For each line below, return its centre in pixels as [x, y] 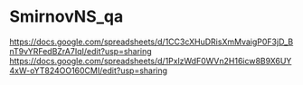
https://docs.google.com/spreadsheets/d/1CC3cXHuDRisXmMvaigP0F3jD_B [151, 42]
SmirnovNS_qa [66, 17]
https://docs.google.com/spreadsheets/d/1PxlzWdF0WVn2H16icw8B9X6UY [151, 61]
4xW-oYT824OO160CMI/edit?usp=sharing [89, 71]
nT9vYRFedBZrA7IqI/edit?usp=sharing [80, 51]
